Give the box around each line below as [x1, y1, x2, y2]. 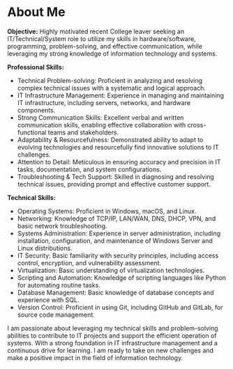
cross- [187, 120, 206, 129]
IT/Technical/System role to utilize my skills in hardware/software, [7, 34, 197, 42]
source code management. [17, 311, 96, 319]
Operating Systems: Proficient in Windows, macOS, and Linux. [17, 207, 197, 215]
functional [17, 128, 47, 136]
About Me [7, 4, 66, 20]
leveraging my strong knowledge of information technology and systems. [7, 49, 218, 58]
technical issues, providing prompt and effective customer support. [17, 180, 211, 188]
